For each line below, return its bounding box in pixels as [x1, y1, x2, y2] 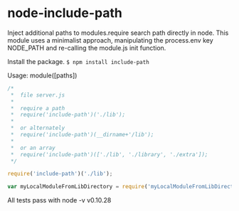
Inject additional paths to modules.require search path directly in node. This [7, 28, 229, 37]
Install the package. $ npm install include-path [7, 57, 149, 65]
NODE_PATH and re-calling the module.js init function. [7, 43, 166, 52]
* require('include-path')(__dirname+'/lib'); [10, 131, 154, 139]
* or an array [10, 144, 55, 151]
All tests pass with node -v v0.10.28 [7, 196, 112, 205]
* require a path [10, 104, 65, 112]
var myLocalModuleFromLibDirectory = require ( [7, 183, 148, 190]
